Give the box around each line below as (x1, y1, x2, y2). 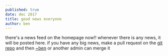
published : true (5, 7, 39, 12)
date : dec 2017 (5, 12, 37, 17)
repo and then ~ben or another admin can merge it (5, 45, 111, 51)
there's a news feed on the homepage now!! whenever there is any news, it (5, 35, 161, 41)
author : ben (5, 21, 30, 26)
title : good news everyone (5, 16, 62, 21)
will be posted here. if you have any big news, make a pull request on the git (5, 40, 163, 46)
